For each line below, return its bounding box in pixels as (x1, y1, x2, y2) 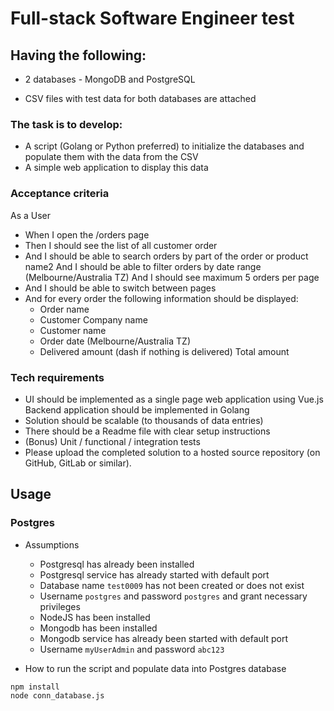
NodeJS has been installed (39, 611, 151, 623)
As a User (10, 209, 52, 221)
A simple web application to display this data (24, 162, 209, 174)
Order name (39, 303, 90, 315)
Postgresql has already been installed (39, 558, 195, 570)
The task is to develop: (10, 117, 123, 131)
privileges (39, 600, 81, 612)
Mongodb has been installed (39, 622, 158, 634)
